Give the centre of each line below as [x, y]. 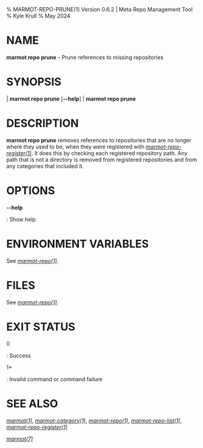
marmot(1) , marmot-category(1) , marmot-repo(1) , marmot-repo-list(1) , [94, 421]
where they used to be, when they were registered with [75, 147]
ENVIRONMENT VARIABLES [77, 244]
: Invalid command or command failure [54, 379]
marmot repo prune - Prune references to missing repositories [85, 57]
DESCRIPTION [43, 123]
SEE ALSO [32, 403]
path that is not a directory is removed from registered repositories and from [102, 159]
